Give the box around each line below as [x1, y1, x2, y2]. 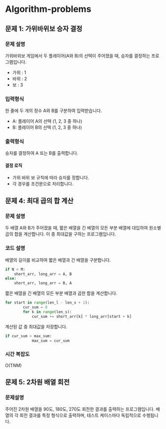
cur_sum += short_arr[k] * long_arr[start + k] [31, 314, 132, 319]
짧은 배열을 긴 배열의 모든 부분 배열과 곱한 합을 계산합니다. [5, 290, 117, 296]
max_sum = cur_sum [31, 338, 70, 343]
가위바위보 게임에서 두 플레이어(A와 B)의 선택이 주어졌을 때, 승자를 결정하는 [5, 53, 150, 59]
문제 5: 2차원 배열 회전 [5, 378, 70, 386]
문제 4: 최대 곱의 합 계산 [5, 197, 73, 205]
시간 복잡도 [5, 351, 30, 358]
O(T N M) [5, 362, 22, 368]
